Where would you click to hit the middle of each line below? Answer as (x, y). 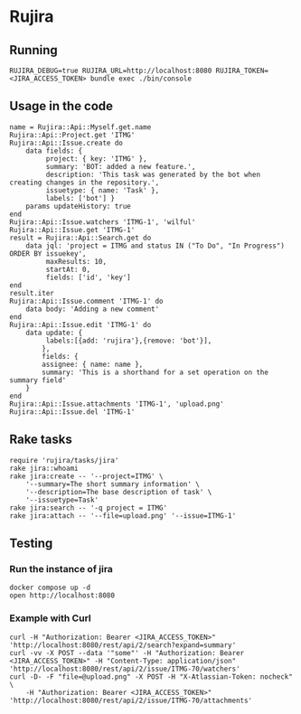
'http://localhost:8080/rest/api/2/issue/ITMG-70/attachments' (131, 700)
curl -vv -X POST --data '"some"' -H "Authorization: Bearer (127, 653)
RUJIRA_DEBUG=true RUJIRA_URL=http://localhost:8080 (111, 70)
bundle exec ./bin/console (141, 79)
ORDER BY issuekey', (48, 254)
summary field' (38, 380)
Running (34, 50)
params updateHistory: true (78, 206)
